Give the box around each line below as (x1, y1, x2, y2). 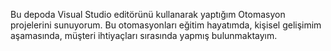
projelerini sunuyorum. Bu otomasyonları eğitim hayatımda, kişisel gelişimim (10, 19, 322, 31)
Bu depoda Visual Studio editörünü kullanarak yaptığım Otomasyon (10, 9, 286, 20)
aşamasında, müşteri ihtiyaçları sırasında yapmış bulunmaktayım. (10, 30, 278, 41)
